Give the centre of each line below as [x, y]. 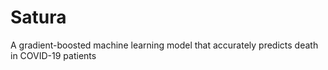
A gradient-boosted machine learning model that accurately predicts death [164, 45]
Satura [38, 17]
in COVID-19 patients [53, 55]
